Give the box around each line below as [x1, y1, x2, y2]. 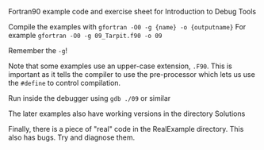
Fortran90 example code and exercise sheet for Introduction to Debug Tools [8, 7, 256, 16]
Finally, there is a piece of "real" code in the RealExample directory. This [8, 125, 244, 133]
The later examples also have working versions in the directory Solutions [8, 109, 246, 118]
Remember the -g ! [8, 46, 67, 55]
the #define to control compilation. [8, 79, 121, 87]
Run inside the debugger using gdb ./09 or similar [8, 94, 171, 102]
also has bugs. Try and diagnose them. [8, 133, 136, 142]
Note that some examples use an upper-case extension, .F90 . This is [8, 61, 232, 71]
